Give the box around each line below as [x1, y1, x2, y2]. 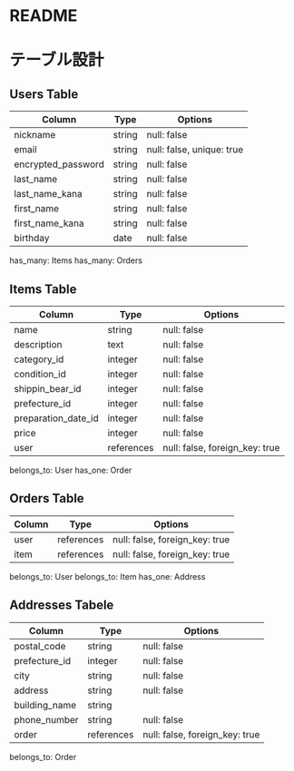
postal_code [14, 639, 66, 652]
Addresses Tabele [9, 598, 114, 613]
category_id [14, 353, 64, 366]
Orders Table [9, 491, 84, 506]
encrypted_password [14, 158, 104, 171]
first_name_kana [14, 217, 84, 229]
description [14, 338, 63, 350]
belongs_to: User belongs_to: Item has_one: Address [9, 571, 206, 581]
